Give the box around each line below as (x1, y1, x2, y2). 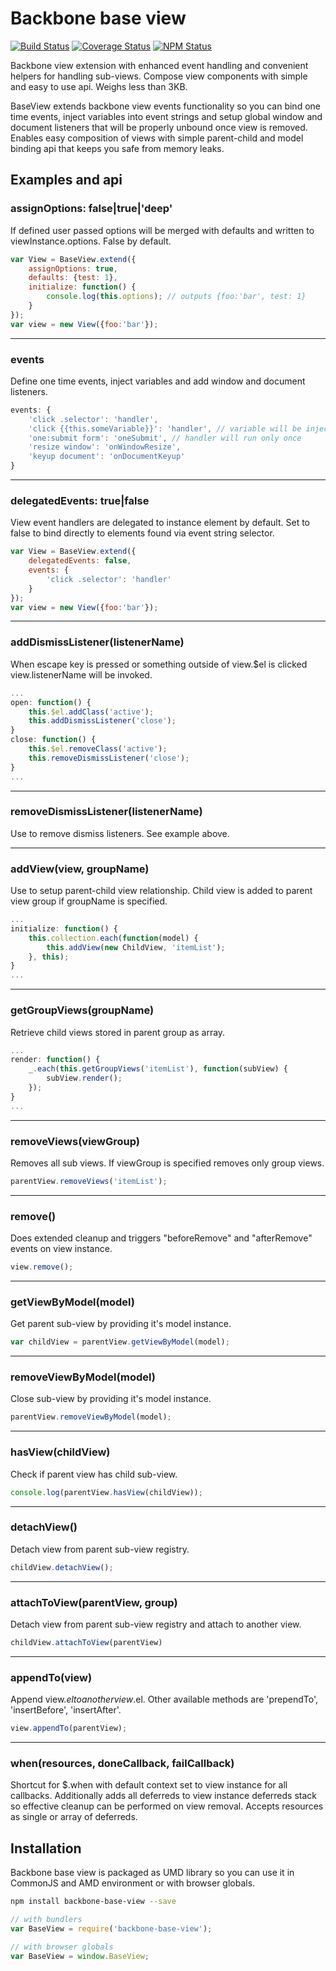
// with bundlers (10, 1915, 83, 1925)
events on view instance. (10, 1243, 113, 1255)
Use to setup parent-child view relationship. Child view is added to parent (10, 885, 313, 897)
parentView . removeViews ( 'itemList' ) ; (10, 1176, 168, 1186)
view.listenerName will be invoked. (10, 668, 153, 681)
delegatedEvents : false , (28, 556, 132, 566)
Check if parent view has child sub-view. (10, 1468, 178, 1480)
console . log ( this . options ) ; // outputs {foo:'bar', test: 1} (46, 292, 307, 302)
